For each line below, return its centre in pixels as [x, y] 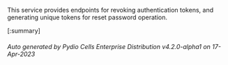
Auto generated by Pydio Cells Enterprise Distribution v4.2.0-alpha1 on [109, 46]
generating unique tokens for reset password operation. [88, 17]
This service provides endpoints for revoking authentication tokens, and [111, 10]
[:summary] [24, 31]
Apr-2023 [21, 54]
